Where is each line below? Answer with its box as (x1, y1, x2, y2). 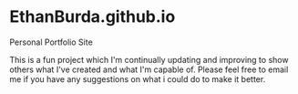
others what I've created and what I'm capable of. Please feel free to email (9, 64, 289, 75)
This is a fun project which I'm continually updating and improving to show (9, 54, 289, 65)
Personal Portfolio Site (9, 37, 93, 47)
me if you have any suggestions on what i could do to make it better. (9, 73, 266, 84)
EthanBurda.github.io (9, 6, 176, 27)
